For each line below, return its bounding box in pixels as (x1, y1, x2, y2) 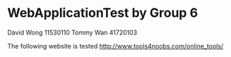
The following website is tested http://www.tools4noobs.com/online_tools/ (7, 42, 224, 50)
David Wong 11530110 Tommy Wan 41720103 (7, 28, 138, 37)
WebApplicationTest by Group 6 (7, 5, 199, 21)
